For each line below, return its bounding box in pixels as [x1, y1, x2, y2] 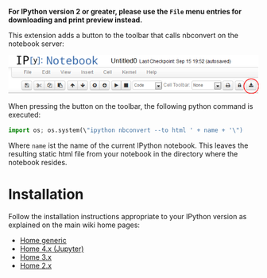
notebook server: [8, 39, 65, 48]
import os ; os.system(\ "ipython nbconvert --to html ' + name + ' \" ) [8, 126, 244, 134]
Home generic [19, 235, 67, 245]
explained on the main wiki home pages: [8, 220, 141, 230]
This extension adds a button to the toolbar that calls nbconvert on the [8, 31, 238, 40]
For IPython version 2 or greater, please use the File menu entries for [8, 7, 242, 16]
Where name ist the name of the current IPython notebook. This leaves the [8, 141, 249, 150]
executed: [8, 110, 41, 120]
